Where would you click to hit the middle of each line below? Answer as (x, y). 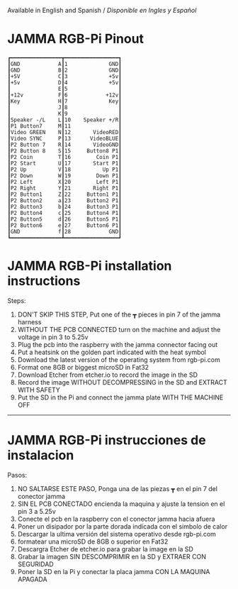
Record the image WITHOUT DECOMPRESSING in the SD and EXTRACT (123, 382)
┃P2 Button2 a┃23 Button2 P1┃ (64, 200)
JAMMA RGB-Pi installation (90, 266)
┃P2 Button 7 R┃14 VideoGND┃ (64, 145)
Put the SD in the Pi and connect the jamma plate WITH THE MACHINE (120, 397)
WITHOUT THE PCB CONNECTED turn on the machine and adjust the (119, 329)
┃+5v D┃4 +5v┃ (64, 82)
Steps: (17, 300)
